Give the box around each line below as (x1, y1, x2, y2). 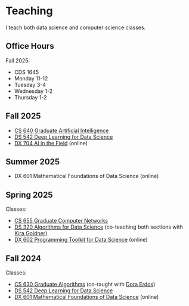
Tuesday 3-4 (14, 81, 46, 88)
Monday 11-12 (14, 74, 48, 82)
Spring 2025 (5, 189, 53, 200)
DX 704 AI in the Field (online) (14, 139, 88, 146)
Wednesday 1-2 (14, 88, 53, 95)
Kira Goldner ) (14, 230, 48, 237)
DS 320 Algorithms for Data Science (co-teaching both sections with (14, 223, 183, 230)
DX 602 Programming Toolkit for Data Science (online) (14, 236, 148, 243)
